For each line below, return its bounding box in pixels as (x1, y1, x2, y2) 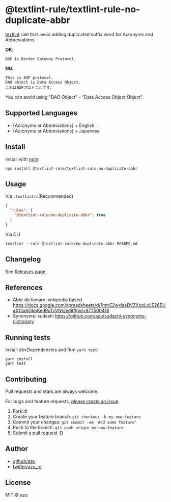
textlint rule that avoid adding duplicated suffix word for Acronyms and (5, 31, 153, 37)
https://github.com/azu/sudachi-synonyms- (54, 313, 147, 319)
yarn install (5, 357, 33, 362)
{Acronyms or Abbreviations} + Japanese (12, 127, 100, 134)
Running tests (5, 333, 51, 342)
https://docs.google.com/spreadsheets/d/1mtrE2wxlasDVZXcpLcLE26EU (12, 302, 166, 308)
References (5, 283, 43, 292)
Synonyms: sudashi (12, 313, 54, 319)
